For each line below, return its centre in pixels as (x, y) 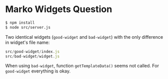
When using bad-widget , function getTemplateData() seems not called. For (82, 66)
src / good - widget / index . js (32, 51)
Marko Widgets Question (59, 9)
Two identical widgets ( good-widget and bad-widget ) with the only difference (84, 37)
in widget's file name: (27, 42)
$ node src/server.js (28, 27)
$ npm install (20, 23)
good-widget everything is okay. (38, 71)
